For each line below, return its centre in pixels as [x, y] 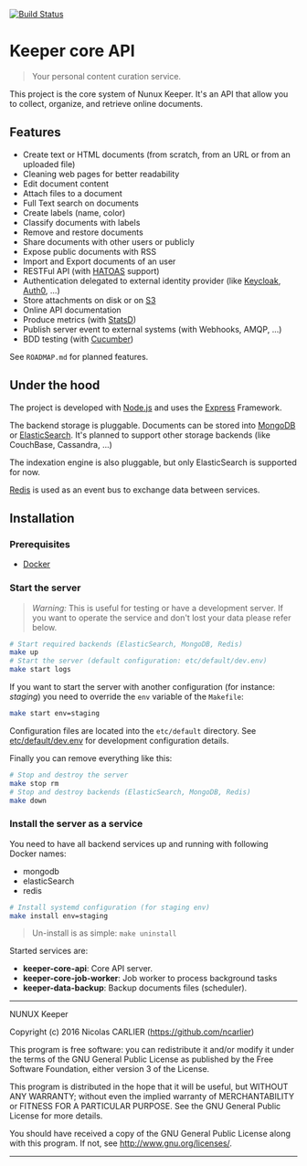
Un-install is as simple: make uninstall [104, 933]
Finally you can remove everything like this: [91, 758]
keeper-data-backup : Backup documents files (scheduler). [135, 988]
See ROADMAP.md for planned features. [79, 356]
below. [44, 627]
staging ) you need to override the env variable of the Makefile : [127, 697]
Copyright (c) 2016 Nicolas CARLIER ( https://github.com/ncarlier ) [132, 1032]
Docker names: [38, 853]
